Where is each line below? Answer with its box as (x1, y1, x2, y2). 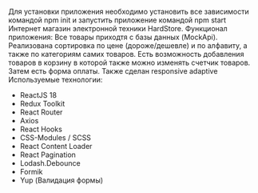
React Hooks (19, 124, 62, 134)
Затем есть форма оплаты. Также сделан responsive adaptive (8, 66, 218, 75)
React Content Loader (19, 142, 93, 151)
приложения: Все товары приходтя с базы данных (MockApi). (8, 32, 218, 42)
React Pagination (19, 150, 76, 159)
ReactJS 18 (19, 90, 58, 99)
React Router (19, 107, 63, 117)
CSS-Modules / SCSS (19, 133, 92, 143)
